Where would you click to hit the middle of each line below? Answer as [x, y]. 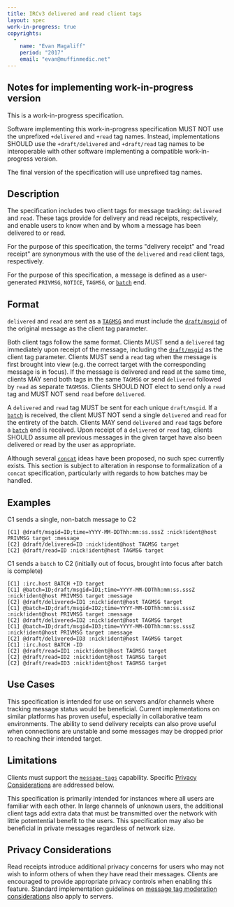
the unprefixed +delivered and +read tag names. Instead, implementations [114, 136]
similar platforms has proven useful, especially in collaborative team [105, 716]
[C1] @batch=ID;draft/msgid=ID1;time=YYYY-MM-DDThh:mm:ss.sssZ [101, 590]
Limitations [32, 761]
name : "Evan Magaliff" [53, 46]
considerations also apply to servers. [60, 897]
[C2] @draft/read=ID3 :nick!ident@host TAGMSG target [87, 663]
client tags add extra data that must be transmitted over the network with [112, 813]
